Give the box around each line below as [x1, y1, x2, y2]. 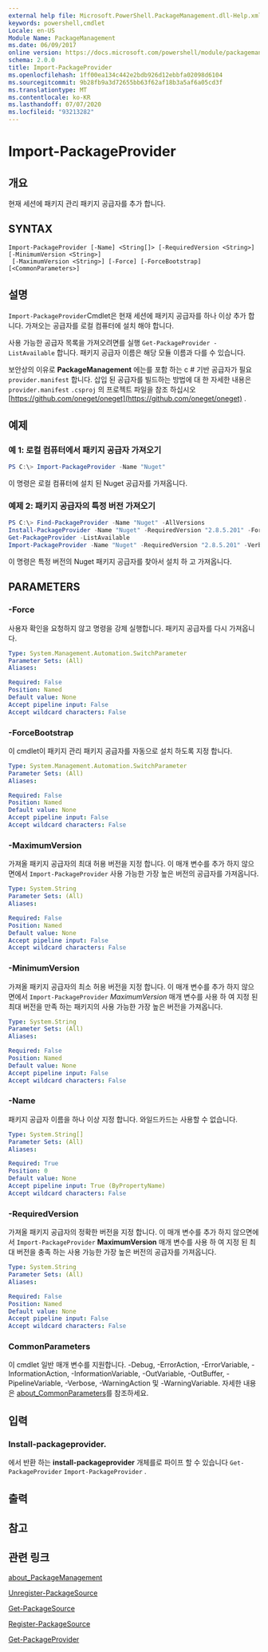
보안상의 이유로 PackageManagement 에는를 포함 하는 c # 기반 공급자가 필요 [8, 365, 253, 374]
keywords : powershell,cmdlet [8, 19, 105, 27]
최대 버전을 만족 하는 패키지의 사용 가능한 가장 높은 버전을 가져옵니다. [8, 1002, 223, 1011]
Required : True [8, 1160, 59, 1168]
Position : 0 [8, 1167, 48, 1175]
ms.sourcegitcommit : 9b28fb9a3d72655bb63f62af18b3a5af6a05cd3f [8, 78, 223, 86]
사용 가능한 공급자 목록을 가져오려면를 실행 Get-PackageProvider [8, 337, 211, 347]
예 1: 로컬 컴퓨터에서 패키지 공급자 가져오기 [8, 444, 162, 455]
